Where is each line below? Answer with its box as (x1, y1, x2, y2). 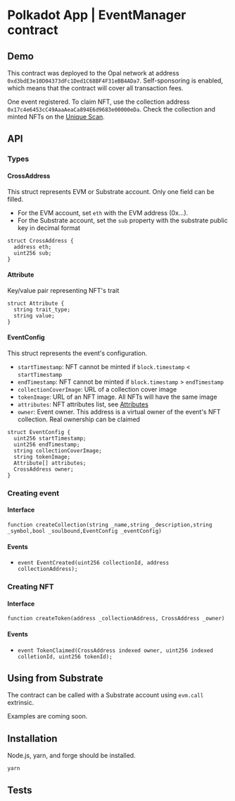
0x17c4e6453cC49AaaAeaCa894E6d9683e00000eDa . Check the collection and (7, 105, 216, 113)
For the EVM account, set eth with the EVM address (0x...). (17, 208, 189, 217)
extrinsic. (7, 699, 34, 707)
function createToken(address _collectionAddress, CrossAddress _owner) (7, 615, 225, 622)
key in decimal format (17, 223, 81, 232)
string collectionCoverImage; (13, 447, 102, 454)
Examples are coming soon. (7, 712, 88, 721)
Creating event (7, 488, 60, 498)
